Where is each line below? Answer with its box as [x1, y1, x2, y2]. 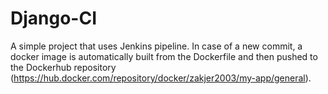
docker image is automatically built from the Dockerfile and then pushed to [10, 50, 318, 62]
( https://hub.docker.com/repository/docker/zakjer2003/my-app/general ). [10, 72, 312, 84]
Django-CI [10, 7, 98, 30]
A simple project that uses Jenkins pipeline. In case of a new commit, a [10, 40, 303, 52]
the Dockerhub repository [10, 61, 117, 73]
